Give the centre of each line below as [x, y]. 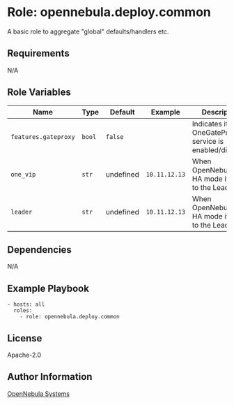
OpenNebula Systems [38, 393]
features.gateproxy [43, 137]
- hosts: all [26, 304]
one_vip [23, 174]
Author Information [50, 377]
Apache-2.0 [24, 355]
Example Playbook [48, 288]
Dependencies [39, 250]
